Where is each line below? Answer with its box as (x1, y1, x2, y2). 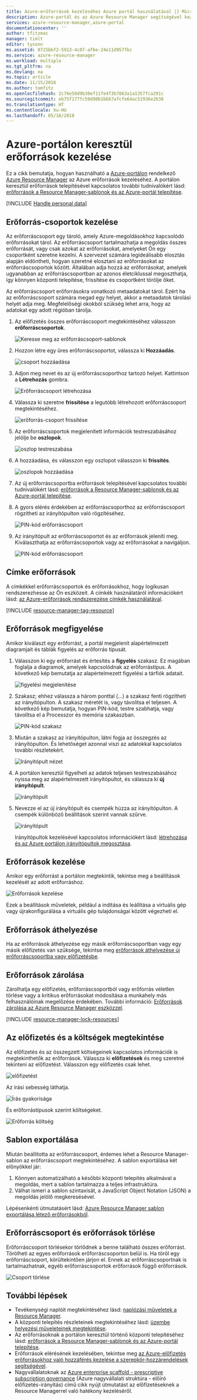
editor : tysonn (6, 42, 43, 48)
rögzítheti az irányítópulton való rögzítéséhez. (14, 510, 125, 516)
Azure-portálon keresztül (6, 138, 133, 151)
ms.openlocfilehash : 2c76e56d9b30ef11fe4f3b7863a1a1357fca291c (6, 91, 164, 96)
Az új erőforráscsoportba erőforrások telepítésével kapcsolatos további (14, 480, 187, 486)
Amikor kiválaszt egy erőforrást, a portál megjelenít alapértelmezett (6, 639, 169, 646)
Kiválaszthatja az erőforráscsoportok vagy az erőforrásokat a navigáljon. (14, 539, 191, 546)
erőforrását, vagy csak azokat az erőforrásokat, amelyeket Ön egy (6, 245, 166, 252)
